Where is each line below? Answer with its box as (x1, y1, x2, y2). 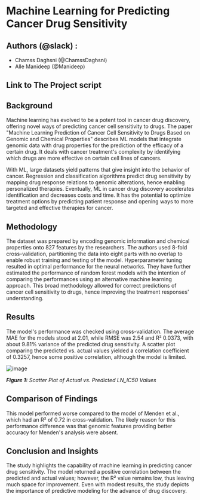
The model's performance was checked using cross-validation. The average (6, 328, 194, 335)
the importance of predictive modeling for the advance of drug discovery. (6, 487, 187, 495)
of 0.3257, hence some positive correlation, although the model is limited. (6, 353, 187, 360)
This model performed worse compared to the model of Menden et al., (6, 410, 180, 417)
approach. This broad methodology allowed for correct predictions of (6, 282, 177, 289)
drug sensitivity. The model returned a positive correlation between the (6, 468, 181, 475)
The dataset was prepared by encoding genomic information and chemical (6, 237, 190, 245)
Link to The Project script (6, 80, 101, 90)
